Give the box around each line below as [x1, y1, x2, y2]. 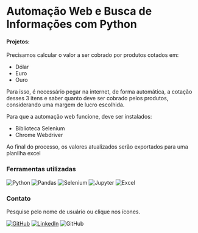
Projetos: [6, 38, 30, 45]
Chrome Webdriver [15, 131, 63, 139]
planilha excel [6, 150, 41, 157]
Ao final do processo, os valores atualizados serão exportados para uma [6, 143, 188, 150]
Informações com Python [6, 17, 137, 31]
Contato [6, 194, 31, 202]
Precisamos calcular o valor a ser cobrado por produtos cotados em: [6, 51, 179, 59]
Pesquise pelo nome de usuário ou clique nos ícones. [6, 208, 141, 215]
